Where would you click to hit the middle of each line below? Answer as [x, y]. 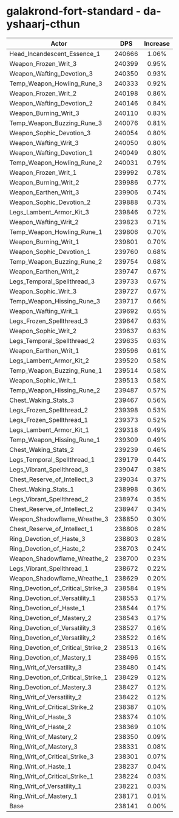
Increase [157, 43]
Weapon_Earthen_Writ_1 [44, 350]
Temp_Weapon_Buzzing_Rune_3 [56, 123]
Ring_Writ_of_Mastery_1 [43, 796]
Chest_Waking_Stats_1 [42, 489]
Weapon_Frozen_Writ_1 [43, 172]
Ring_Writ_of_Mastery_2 [43, 736]
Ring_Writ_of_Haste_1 [40, 766]
